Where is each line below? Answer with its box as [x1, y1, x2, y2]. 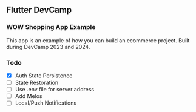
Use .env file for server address [15, 86, 95, 93]
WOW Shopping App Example [6, 23, 96, 31]
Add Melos [15, 93, 42, 100]
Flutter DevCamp [6, 5, 72, 15]
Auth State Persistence [15, 72, 73, 79]
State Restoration [15, 79, 59, 87]
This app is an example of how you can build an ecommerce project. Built [6, 36, 190, 44]
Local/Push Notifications [15, 99, 77, 107]
